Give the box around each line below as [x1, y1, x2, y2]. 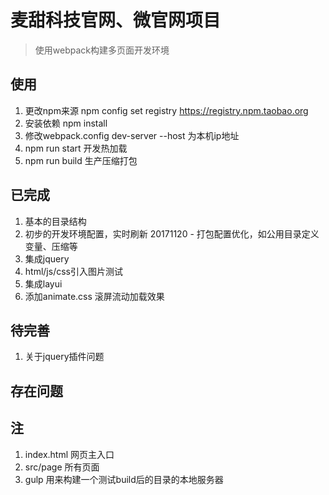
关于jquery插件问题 [24, 351, 105, 363]
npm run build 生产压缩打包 [24, 154, 138, 166]
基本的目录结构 [24, 215, 87, 227]
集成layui [24, 277, 63, 290]
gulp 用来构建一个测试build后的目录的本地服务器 [24, 473, 224, 485]
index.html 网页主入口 [24, 448, 115, 460]
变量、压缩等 [24, 240, 78, 252]
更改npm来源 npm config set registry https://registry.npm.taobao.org [24, 104, 309, 116]
